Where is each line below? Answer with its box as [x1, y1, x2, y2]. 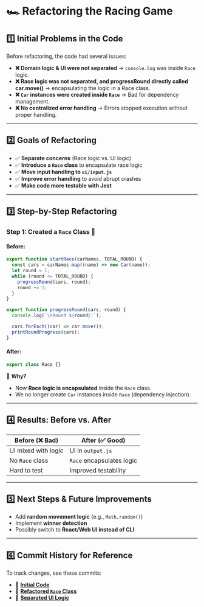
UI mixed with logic [9, 446, 64, 455]
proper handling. [15, 111, 57, 118]
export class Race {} [6, 361, 61, 368]
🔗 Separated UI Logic [15, 594, 70, 602]
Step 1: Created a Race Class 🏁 [6, 228, 96, 236]
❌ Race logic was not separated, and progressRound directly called [15, 78, 188, 85]
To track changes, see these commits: [6, 569, 102, 577]
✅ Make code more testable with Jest [15, 181, 112, 189]
